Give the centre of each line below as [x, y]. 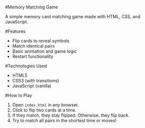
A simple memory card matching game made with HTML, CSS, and [73, 16]
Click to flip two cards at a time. [44, 110]
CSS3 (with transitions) [36, 81]
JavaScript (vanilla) [32, 86]
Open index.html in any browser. [45, 105]
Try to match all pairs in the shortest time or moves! [64, 120]
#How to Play [19, 95]
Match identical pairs [33, 46]
